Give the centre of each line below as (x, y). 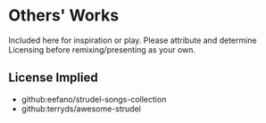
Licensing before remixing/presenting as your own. (102, 49)
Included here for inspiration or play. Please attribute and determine (133, 40)
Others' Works (64, 16)
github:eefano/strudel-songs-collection (94, 99)
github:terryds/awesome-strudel (81, 109)
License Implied (54, 78)
